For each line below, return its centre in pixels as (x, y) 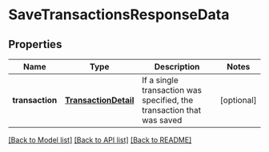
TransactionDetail (100, 100)
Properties (35, 44)
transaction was (172, 90)
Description (177, 67)
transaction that (171, 110)
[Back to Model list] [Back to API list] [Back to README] (100, 140)
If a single (160, 80)
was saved (162, 120)
